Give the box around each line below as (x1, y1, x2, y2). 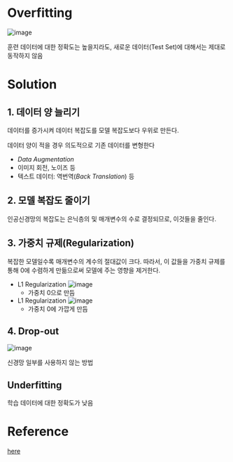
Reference (7, 423, 69, 440)
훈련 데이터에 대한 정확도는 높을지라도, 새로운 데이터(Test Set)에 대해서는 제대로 (7, 42, 226, 51)
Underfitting (7, 379, 62, 391)
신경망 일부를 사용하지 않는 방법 (7, 358, 94, 367)
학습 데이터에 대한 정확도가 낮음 (7, 399, 94, 407)
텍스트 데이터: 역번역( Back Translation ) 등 (17, 172, 135, 180)
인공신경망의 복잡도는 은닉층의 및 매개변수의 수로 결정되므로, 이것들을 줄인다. (7, 214, 217, 223)
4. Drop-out (7, 325, 59, 337)
